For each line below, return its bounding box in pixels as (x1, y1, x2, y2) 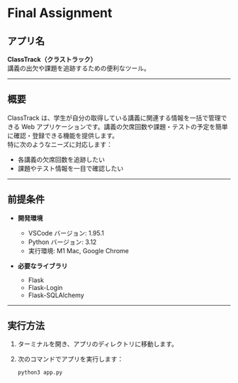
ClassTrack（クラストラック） (7, 55, 97, 63)
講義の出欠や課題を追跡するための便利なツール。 (7, 64, 150, 72)
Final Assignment (7, 5, 113, 21)
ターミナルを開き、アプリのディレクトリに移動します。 (17, 340, 178, 348)
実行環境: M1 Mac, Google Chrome (28, 246, 129, 255)
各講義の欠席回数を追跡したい (17, 155, 105, 164)
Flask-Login (28, 283, 63, 292)
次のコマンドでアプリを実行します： (17, 355, 124, 363)
